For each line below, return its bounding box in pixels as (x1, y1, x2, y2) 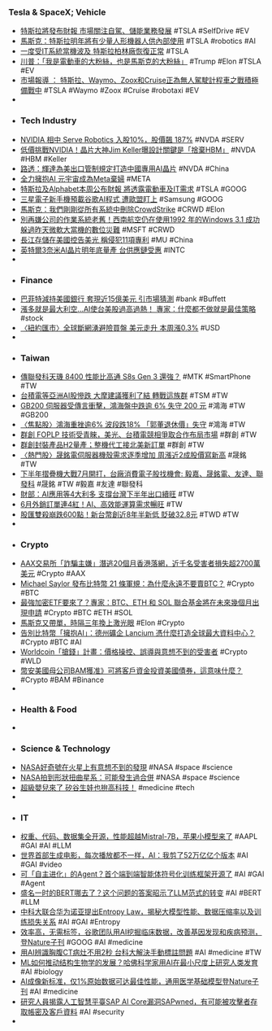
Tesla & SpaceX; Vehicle (8, 7, 106, 18)
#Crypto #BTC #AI (19, 637, 82, 647)
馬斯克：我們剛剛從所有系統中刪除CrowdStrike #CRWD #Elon (19, 204, 226, 214)
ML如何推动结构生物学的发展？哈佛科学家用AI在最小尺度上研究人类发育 (19, 958, 258, 968)
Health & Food (19, 704, 77, 715)
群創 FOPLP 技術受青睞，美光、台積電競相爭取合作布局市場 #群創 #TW (19, 430, 257, 439)
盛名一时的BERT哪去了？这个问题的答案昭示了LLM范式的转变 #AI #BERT (19, 888, 262, 898)
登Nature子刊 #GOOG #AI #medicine (19, 937, 144, 947)
